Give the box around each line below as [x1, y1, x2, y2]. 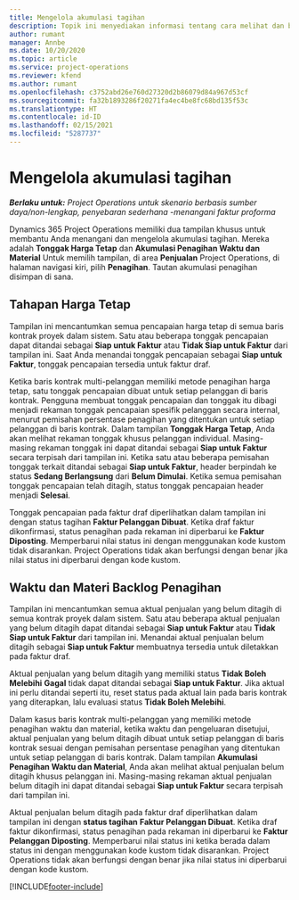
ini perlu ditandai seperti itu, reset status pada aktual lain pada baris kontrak [9, 688, 287, 698]
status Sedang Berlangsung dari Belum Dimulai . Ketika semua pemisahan [9, 470, 282, 482]
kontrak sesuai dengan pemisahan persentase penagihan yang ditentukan [9, 742, 280, 754]
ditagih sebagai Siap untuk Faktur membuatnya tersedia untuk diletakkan [9, 641, 279, 652]
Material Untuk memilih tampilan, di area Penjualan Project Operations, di [9, 252, 280, 263]
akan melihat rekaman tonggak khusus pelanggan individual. [9, 433, 231, 443]
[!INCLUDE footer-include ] [9, 881, 104, 892]
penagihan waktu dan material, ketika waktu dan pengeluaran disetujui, [9, 723, 270, 734]
